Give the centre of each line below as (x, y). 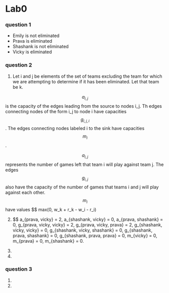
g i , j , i (85, 120)
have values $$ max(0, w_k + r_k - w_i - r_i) (51, 209)
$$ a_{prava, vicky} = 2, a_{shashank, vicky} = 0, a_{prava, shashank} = (88, 219)
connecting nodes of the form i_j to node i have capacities (66, 111)
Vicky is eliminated (32, 52)
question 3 (19, 269)
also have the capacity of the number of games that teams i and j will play (82, 187)
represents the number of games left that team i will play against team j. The (85, 164)
